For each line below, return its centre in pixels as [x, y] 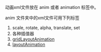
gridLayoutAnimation [34, 39]
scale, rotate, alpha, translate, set [46, 28]
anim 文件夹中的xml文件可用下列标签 [42, 18]
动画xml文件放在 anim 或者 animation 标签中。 [52, 7]
